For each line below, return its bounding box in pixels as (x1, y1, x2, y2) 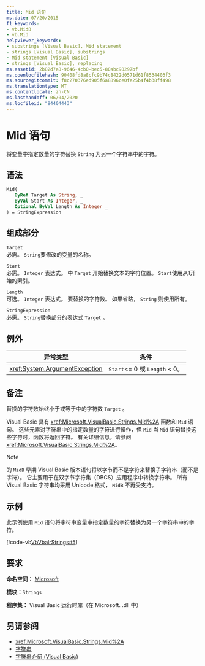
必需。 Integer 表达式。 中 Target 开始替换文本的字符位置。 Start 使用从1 (6, 269, 191, 276)
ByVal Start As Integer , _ (14, 198, 84, 204)
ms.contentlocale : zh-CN (6, 89, 70, 95)
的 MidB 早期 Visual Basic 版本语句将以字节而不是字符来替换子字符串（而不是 (6, 466, 199, 473)
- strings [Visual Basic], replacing (6, 60, 103, 66)
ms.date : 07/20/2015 (6, 15, 59, 21)
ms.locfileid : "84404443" (6, 100, 72, 106)
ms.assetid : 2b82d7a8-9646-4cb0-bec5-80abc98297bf (6, 66, 138, 72)
